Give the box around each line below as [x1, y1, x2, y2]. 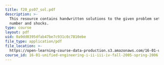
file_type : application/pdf [5, 39, 62, 44]
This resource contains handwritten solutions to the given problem [9, 16, 152, 21]
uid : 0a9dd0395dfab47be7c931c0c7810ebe [5, 35, 86, 40]
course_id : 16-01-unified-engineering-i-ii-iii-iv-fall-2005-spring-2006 [5, 52, 159, 58]
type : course [5, 25, 32, 30]
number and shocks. [9, 21, 49, 26]
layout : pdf [5, 30, 29, 35]
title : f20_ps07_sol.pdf [5, 7, 56, 12]
